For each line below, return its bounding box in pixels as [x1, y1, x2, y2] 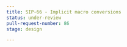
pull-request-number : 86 [6, 20, 70, 26]
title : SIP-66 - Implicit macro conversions [6, 9, 122, 15]
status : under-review [6, 15, 62, 21]
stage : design [6, 26, 43, 32]
